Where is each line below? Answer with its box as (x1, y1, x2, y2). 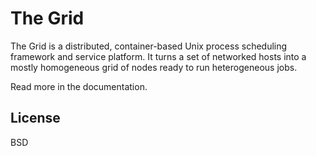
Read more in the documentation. (10, 80, 148, 92)
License (10, 110, 61, 127)
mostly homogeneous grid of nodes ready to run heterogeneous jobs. (10, 61, 298, 73)
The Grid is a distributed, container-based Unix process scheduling (10, 40, 288, 52)
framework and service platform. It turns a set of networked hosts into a (10, 50, 307, 62)
